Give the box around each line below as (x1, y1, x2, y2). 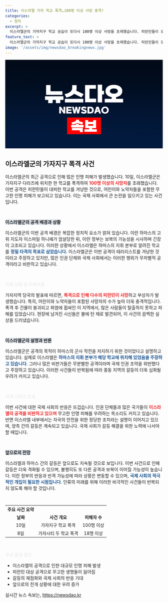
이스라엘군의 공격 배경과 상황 (5, 219, 61, 225)
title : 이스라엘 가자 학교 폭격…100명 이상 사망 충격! (5, 8, 104, 13)
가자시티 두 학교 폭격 (38, 530, 78, 536)
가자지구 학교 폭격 (40, 522, 76, 528)
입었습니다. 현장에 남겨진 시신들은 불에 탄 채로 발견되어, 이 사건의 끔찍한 (14, 311, 154, 317)
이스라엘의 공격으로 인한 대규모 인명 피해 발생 (12, 562, 101, 568)
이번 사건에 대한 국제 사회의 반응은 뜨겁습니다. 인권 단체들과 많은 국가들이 (5, 404, 148, 410)
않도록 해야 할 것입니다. (10, 485, 56, 491)
